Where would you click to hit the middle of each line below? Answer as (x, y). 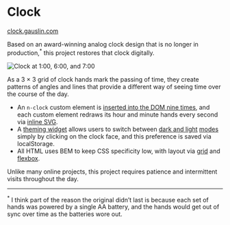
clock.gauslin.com (33, 31)
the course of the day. (38, 94)
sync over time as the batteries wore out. (65, 214)
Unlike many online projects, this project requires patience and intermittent (112, 171)
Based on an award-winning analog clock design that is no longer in (103, 44)
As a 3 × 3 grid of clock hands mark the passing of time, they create (103, 79)
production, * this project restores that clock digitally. (81, 52)
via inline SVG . (37, 121)
